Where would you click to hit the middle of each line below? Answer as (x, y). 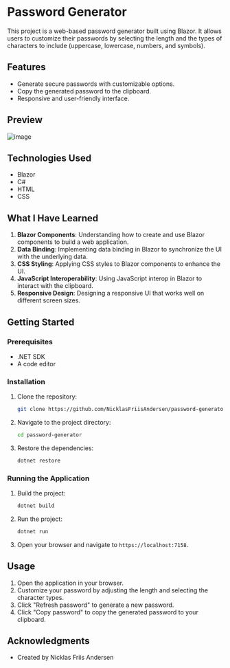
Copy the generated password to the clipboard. (84, 91)
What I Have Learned (53, 218)
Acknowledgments (49, 641)
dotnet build (36, 506)
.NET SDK (31, 356)
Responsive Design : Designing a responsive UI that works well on (111, 293)
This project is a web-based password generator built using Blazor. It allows (114, 31)
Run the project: (40, 519)
